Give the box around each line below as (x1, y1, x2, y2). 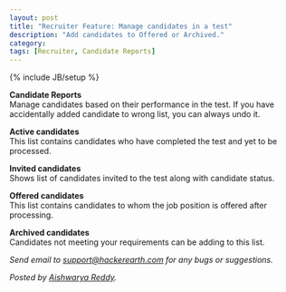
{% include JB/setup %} (9, 72, 100, 83)
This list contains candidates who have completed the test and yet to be (9, 136, 278, 147)
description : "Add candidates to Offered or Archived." (9, 30, 224, 39)
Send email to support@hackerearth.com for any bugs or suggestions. (9, 255, 273, 266)
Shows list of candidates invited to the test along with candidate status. (9, 173, 275, 184)
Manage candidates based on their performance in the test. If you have (9, 99, 275, 110)
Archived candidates (9, 228, 91, 238)
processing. (9, 209, 54, 220)
